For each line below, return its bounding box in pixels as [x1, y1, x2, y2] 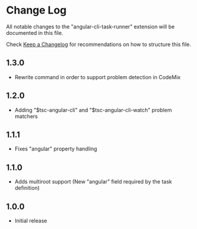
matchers [14, 113, 38, 120]
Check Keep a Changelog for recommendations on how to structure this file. [6, 41, 192, 48]
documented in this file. [6, 29, 64, 36]
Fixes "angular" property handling [14, 145, 97, 152]
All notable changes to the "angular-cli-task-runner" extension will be [6, 23, 175, 30]
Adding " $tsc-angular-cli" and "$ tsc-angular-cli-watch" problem [14, 106, 172, 113]
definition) [14, 184, 40, 192]
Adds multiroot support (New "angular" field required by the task [14, 178, 172, 185]
